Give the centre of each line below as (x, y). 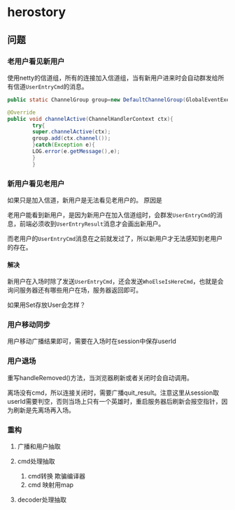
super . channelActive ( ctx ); (72, 132)
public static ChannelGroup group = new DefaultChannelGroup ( (97, 100)
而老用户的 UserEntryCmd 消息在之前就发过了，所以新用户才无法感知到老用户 (115, 238)
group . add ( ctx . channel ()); (72, 138)
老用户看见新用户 (36, 61)
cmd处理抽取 (36, 461)
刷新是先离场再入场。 (44, 410)
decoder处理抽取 (42, 500)
